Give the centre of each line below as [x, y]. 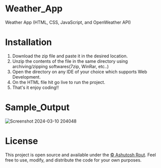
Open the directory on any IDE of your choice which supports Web [80, 72]
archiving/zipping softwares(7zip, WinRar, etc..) [61, 66]
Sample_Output [37, 107]
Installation [29, 42]
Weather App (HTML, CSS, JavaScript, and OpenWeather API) [68, 22]
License [22, 141]
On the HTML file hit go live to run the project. [59, 82]
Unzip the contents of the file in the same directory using [70, 61]
